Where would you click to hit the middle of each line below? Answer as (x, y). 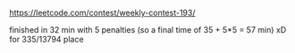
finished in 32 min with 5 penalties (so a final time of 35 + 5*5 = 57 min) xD (148, 30)
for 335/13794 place (46, 39)
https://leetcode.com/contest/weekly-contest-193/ (102, 13)
